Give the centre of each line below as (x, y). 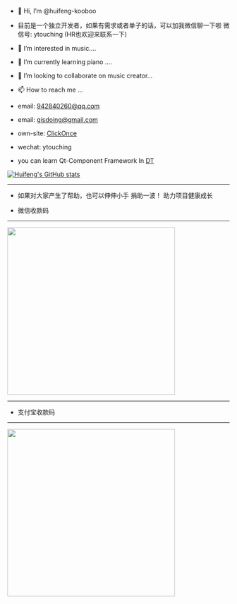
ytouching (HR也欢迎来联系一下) (80, 34)
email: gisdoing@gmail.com (58, 119)
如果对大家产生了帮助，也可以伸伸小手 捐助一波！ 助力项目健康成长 (115, 195)
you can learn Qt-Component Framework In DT (86, 161)
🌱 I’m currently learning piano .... (65, 62)
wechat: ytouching (44, 147)
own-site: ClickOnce (47, 133)
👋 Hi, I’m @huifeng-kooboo (57, 11)
